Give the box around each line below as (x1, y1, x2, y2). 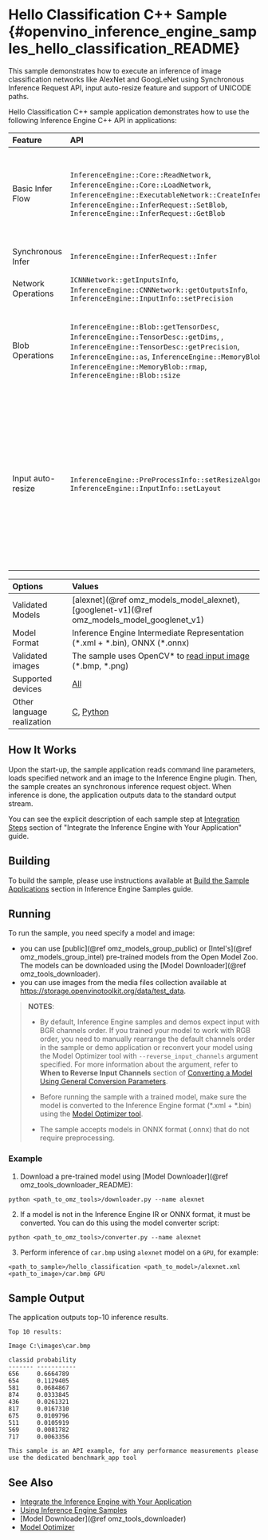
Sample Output (8, 1291, 85, 1305)
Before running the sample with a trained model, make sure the (39, 1092, 247, 1102)
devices (12, 683, 42, 694)
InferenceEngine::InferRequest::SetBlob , (69, 198, 227, 209)
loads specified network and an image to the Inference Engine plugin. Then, (8, 773, 258, 783)
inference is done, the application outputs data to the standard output (8, 790, 237, 800)
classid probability (8, 1356, 77, 1364)
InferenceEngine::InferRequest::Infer (69, 252, 218, 261)
